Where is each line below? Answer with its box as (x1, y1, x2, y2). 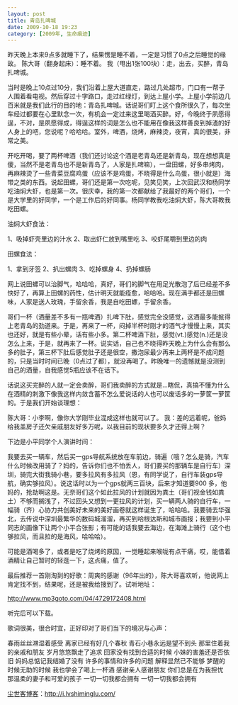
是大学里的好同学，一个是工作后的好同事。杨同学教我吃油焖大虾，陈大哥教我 (7, 196, 231, 204)
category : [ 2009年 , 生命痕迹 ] (7, 30, 91, 38)
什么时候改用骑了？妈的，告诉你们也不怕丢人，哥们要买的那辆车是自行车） (7, 461, 225, 470)
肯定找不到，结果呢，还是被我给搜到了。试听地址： (7, 580, 157, 589)
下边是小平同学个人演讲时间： (7, 437, 94, 446)
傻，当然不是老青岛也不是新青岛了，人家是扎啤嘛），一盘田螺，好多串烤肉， (7, 160, 228, 169)
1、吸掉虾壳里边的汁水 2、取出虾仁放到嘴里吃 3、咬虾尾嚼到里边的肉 (7, 235, 208, 243)
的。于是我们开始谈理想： (7, 398, 82, 407)
